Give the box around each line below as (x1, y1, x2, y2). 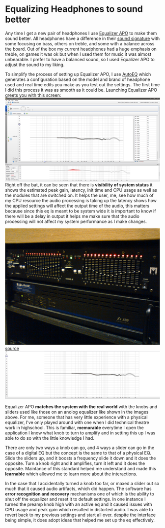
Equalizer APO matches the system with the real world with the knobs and (5, 404, 158, 410)
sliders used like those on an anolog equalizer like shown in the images (5, 409, 149, 415)
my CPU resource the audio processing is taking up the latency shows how (5, 197, 157, 203)
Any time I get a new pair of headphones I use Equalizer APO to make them (5, 30, 157, 36)
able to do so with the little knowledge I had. (5, 435, 95, 441)
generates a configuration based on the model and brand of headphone (5, 76, 151, 82)
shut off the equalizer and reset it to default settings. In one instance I (5, 496, 146, 502)
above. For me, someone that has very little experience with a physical (5, 414, 148, 420)
